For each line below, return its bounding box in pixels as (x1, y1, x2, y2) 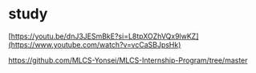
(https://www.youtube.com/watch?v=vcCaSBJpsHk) (8, 39, 181, 49)
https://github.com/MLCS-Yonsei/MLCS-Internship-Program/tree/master (8, 55, 248, 65)
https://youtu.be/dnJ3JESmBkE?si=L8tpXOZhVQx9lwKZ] (10, 31, 199, 41)
